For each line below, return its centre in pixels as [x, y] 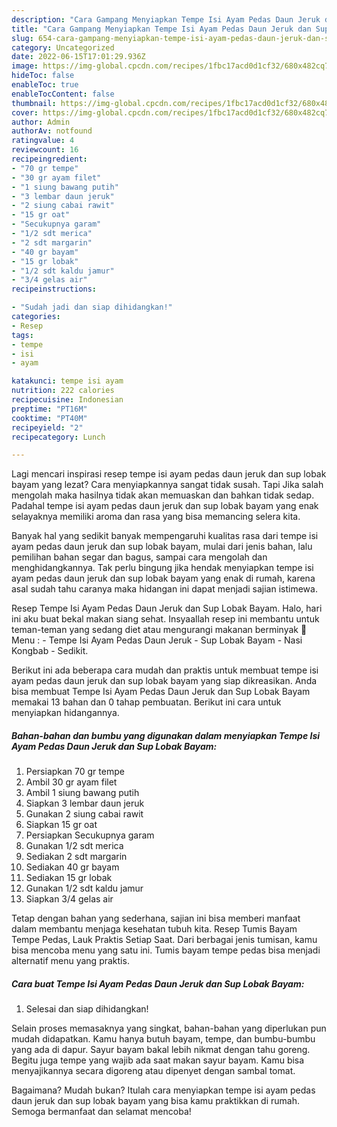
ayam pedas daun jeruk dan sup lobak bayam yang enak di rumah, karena [163, 578]
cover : [25, 112]
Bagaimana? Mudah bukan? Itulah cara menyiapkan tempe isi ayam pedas [163, 1090]
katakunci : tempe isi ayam [67, 381]
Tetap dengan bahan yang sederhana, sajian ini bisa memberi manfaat [156, 918]
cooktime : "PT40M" [49, 418]
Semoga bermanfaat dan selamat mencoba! [101, 1112]
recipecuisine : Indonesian [67, 400]
